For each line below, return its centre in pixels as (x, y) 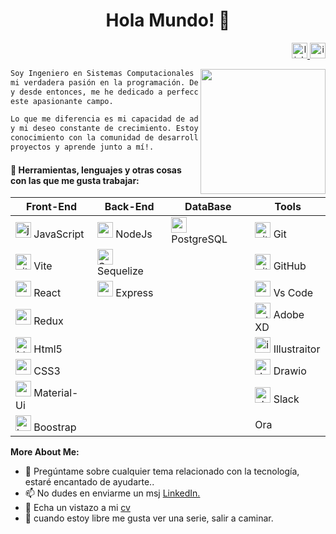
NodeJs (134, 234)
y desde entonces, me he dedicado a (86, 92)
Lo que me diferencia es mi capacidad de (98, 119)
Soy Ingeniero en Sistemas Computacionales (102, 73)
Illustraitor (297, 349)
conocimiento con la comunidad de (82, 138)
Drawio (290, 371)
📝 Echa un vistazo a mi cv (77, 508)
